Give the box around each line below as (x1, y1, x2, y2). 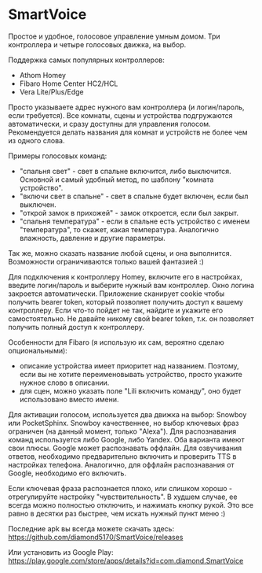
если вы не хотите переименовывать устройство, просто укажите (19, 369, 243, 379)
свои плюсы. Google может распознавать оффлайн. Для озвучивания (8, 443, 242, 453)
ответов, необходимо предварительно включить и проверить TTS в (8, 451, 237, 461)
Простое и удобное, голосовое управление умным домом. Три (8, 31, 221, 41)
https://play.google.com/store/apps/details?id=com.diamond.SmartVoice (8, 556, 244, 565)
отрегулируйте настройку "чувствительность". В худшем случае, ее (8, 492, 238, 501)
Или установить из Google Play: (8, 547, 114, 556)
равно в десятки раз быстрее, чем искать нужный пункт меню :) (8, 508, 226, 518)
